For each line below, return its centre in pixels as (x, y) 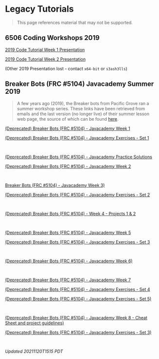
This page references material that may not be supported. (75, 22)
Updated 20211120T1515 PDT (34, 351)
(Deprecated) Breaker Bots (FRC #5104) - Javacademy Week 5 (68, 232)
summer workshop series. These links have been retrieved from (81, 108)
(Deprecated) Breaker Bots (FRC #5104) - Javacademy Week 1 (68, 128)
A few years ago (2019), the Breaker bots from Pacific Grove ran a (83, 103)
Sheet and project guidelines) (35, 323)
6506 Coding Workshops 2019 (52, 38)
